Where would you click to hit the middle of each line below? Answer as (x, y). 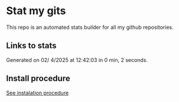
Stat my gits (36, 11)
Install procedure (38, 79)
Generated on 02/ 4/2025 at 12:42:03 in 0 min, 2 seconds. (77, 60)
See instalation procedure (38, 93)
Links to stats (31, 46)
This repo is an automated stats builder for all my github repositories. (90, 27)
